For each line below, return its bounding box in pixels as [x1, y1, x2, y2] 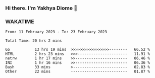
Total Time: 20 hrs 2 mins [5, 38, 62, 43]
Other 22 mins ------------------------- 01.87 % [5, 69, 150, 74]
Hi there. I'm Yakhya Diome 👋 [5, 5, 78, 12]
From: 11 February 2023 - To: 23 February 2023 [5, 30, 108, 35]
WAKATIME [5, 18, 34, 25]
